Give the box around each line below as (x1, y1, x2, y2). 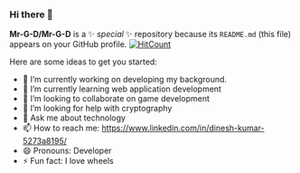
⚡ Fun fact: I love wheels (22, 156, 115, 167)
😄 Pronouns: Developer (22, 145, 112, 157)
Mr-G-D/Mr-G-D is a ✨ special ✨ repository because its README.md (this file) (9, 29, 292, 40)
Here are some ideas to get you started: (9, 56, 158, 67)
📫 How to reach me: (22, 122, 100, 134)
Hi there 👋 (9, 8, 54, 21)
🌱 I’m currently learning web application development (22, 83, 221, 94)
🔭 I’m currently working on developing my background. (22, 74, 228, 85)
